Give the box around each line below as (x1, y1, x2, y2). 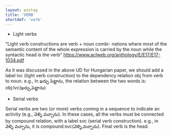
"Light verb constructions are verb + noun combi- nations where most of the (5, 41, 167, 47)
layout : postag (5, 7, 38, 13)
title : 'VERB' (5, 12, 36, 17)
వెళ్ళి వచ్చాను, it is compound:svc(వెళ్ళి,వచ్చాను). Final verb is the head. (5, 123, 149, 129)
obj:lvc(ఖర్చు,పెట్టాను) (5, 85, 46, 91)
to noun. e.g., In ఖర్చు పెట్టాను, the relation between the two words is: (5, 78, 146, 84)
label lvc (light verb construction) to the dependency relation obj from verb (5, 73, 163, 79)
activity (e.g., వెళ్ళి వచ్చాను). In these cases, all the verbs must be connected (5, 111, 164, 118)
